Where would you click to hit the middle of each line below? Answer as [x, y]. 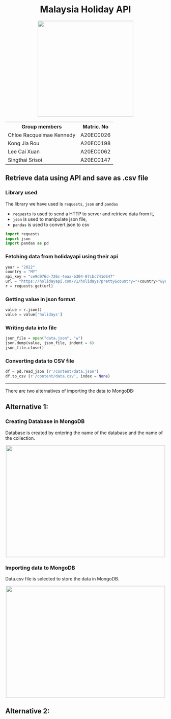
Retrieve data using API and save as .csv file [77, 178]
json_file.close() [25, 348]
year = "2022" [20, 267]
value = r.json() [24, 310]
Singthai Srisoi [25, 160]
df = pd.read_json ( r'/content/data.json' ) [52, 372]
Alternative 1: [27, 407]
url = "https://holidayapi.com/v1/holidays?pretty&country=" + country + [82, 282]
